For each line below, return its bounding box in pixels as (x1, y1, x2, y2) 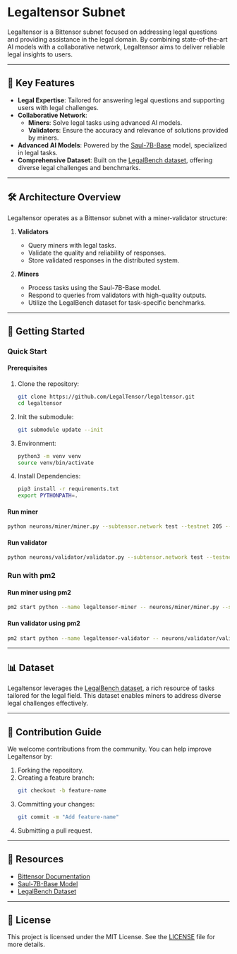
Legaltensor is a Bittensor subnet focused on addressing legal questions (7, 28, 217, 36)
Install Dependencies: (17, 472, 81, 481)
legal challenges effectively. (7, 699, 88, 708)
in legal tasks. (17, 148, 58, 157)
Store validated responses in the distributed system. (28, 255, 180, 265)
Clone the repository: (17, 380, 80, 388)
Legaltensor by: (7, 752, 53, 761)
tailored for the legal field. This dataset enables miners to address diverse (7, 692, 221, 700)
